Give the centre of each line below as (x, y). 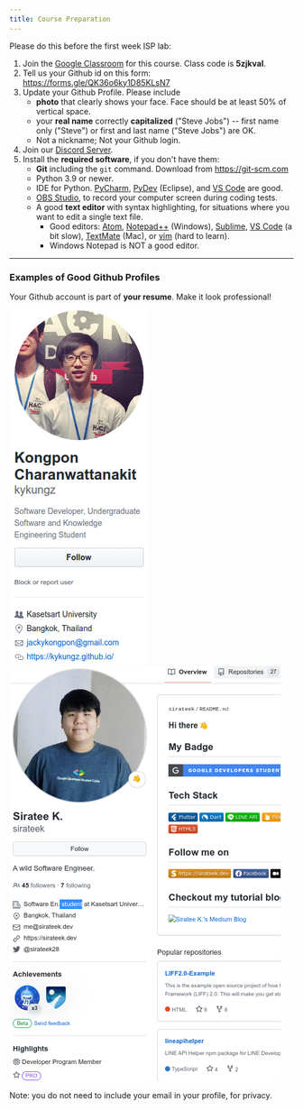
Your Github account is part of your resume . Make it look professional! (141, 297)
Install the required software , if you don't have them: (121, 159)
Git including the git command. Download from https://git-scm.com (162, 169)
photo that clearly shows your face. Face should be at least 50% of (161, 101)
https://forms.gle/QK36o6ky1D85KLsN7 (96, 82)
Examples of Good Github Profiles (85, 277)
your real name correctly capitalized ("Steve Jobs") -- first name (157, 121)
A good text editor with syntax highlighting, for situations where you (163, 206)
